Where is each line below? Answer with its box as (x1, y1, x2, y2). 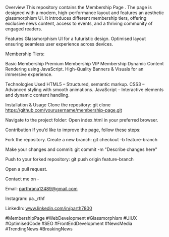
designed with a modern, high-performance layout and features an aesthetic (5, 10, 164, 16)
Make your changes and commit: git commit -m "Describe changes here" (5, 146, 157, 152)
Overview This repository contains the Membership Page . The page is (5, 5, 152, 10)
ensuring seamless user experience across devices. (5, 41, 114, 47)
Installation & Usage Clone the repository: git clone (5, 102, 111, 108)
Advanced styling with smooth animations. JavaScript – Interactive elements (5, 87, 164, 93)
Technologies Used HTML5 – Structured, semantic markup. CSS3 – (5, 81, 145, 87)
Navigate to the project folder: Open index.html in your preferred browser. (5, 117, 158, 123)
